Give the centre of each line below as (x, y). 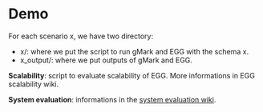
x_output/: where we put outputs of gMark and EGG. (106, 60)
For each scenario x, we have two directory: (81, 36)
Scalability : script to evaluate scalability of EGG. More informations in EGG (131, 75)
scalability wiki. (33, 84)
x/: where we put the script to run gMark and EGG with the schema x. (134, 51)
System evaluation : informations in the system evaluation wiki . (112, 99)
